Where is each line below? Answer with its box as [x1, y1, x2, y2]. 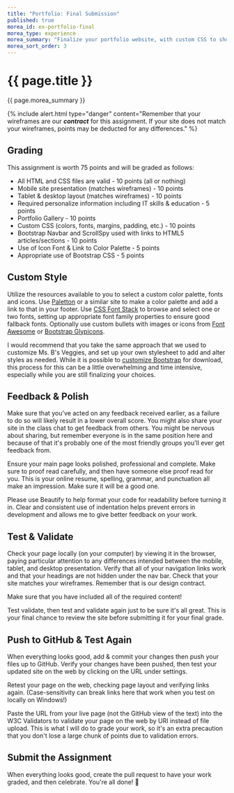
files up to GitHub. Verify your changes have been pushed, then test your [7, 660, 217, 668]
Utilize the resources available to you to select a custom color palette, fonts [7, 290, 224, 298]
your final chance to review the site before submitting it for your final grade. [7, 613, 224, 622]
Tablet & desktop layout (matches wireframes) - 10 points [17, 192, 182, 200]
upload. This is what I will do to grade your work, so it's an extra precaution [7, 724, 223, 732]
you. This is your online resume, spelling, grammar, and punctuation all [7, 475, 210, 483]
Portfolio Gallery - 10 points [17, 214, 96, 222]
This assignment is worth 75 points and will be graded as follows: [7, 163, 195, 171]
